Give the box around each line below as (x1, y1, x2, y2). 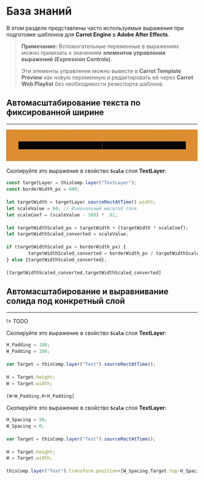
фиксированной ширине (6, 108, 104, 118)
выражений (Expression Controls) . (21, 55, 112, 63)
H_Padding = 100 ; (6, 342, 50, 348)
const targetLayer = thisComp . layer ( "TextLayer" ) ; (6, 180, 137, 186)
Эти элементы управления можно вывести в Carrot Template (21, 67, 182, 74)
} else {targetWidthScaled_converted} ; (6, 256, 107, 262)
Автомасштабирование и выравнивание (6, 286, 169, 297)
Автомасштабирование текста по (6, 98, 141, 108)
